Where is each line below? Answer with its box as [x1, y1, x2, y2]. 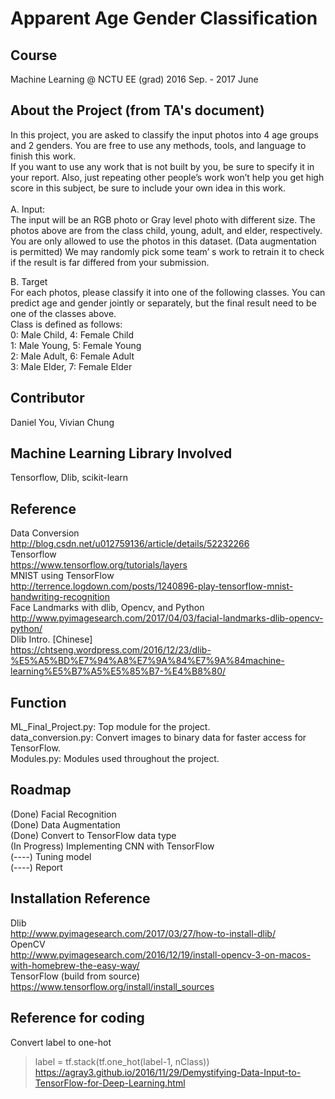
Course [10, 47, 58, 64]
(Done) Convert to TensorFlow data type [10, 829, 177, 841]
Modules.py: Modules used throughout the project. [10, 753, 220, 765]
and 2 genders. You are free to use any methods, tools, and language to [10, 139, 307, 151]
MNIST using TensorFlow [10, 570, 115, 582]
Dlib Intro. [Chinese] [10, 633, 93, 646]
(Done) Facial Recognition [10, 808, 117, 820]
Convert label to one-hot [10, 1036, 112, 1048]
